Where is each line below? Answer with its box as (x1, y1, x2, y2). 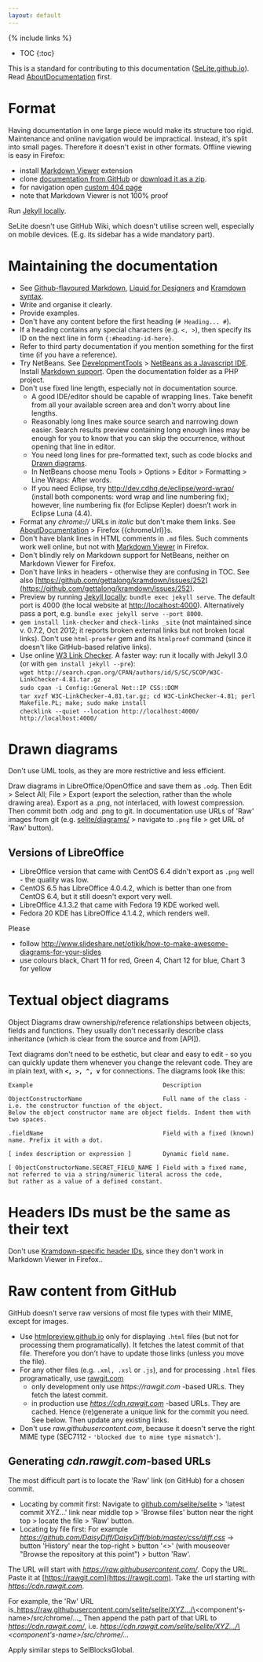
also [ (19, 575, 38, 585)
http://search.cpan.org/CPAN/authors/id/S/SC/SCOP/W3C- (37, 669, 225, 677)
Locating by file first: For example (19, 1524, 128, 1533)
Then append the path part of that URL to (83, 1612, 217, 1623)
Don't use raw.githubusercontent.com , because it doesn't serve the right (19, 1424, 255, 1433)
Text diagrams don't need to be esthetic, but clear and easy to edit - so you (8, 1050, 253, 1059)
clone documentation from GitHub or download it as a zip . (19, 174, 207, 183)
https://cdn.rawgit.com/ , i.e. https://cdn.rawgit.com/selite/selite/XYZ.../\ (8, 1621, 241, 1631)
